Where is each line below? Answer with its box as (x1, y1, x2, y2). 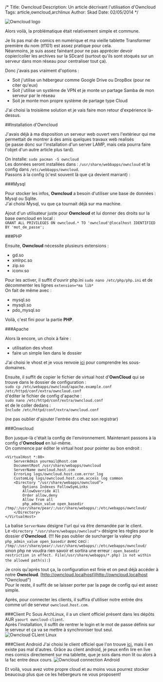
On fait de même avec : (5, 287, 52, 293)
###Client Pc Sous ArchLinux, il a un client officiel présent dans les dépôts (5, 611, 155, 617)
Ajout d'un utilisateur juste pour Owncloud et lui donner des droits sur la (5, 210, 150, 216)
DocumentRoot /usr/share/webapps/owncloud (14, 463, 101, 468)
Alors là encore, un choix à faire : (5, 336, 72, 341)
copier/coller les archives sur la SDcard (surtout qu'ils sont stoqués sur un (5, 53, 154, 59)
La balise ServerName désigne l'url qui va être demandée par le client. (5, 523, 143, 528)
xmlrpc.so (12, 257, 33, 263)
